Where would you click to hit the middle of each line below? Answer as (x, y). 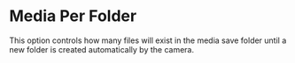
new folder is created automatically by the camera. (102, 49)
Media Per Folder (73, 16)
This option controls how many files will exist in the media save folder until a (148, 40)
